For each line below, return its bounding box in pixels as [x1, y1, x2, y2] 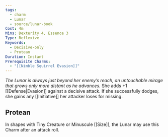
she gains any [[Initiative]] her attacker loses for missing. [5, 94, 123, 100]
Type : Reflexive [5, 36, 39, 41]
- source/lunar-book [10, 21, 53, 27]
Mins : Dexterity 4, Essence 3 [5, 31, 69, 36]
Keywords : [5, 40, 26, 45]
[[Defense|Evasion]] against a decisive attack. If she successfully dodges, [5, 88, 159, 94]
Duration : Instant [5, 54, 44, 59]
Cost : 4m [5, 26, 24, 31]
